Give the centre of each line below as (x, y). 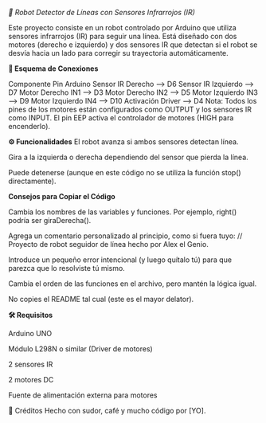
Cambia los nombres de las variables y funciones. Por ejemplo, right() (123, 212)
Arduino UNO (30, 333)
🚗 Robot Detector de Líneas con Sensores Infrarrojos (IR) (102, 12)
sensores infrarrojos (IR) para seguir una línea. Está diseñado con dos (123, 36)
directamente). (32, 181)
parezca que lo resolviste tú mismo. (66, 268)
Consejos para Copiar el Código (62, 196)
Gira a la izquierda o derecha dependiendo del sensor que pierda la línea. (128, 157)
